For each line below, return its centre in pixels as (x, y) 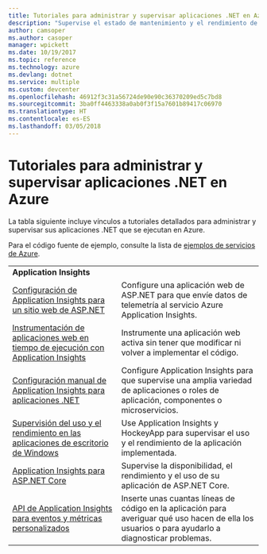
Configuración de (45, 290)
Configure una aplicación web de (183, 285)
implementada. (149, 452)
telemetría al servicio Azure (172, 305)
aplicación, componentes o (172, 400)
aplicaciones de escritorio (60, 443)
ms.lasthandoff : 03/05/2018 (55, 126)
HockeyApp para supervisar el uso (186, 433)
